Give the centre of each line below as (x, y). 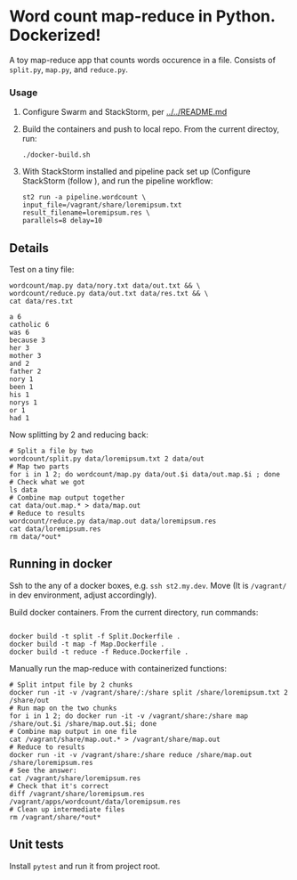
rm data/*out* (36, 537)
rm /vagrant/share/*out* (55, 817)
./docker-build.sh (56, 155)
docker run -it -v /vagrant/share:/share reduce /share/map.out (131, 754)
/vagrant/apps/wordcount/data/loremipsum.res (95, 802)
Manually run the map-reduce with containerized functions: (118, 668)
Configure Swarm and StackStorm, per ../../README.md (124, 112)
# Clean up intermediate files (67, 809)
